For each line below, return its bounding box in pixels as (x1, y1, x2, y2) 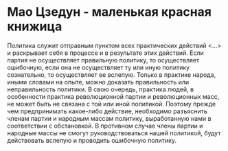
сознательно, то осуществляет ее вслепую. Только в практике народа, (7, 70, 216, 79)
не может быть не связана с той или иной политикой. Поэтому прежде (7, 100, 216, 108)
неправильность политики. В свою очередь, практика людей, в (7, 85, 194, 93)
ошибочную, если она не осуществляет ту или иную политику (7, 63, 190, 71)
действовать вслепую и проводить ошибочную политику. (7, 136, 177, 144)
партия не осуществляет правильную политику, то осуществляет (7, 56, 200, 64)
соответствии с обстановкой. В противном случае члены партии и (7, 121, 203, 130)
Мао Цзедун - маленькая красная (7, 4, 212, 20)
